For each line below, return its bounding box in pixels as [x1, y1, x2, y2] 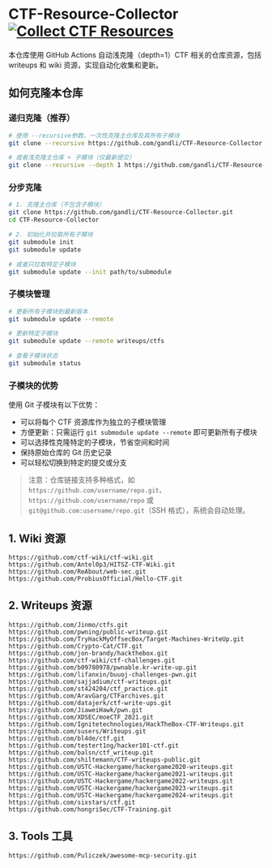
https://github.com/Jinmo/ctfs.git [8, 621, 129, 629]
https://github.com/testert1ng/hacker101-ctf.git [8, 741, 180, 750]
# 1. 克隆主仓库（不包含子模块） [8, 200, 105, 209]
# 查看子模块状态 [8, 352, 58, 360]
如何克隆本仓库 [8, 86, 83, 100]
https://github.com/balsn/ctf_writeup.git [8, 748, 154, 757]
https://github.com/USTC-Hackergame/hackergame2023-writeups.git [8, 784, 233, 792]
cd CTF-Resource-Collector [8, 216, 100, 224]
